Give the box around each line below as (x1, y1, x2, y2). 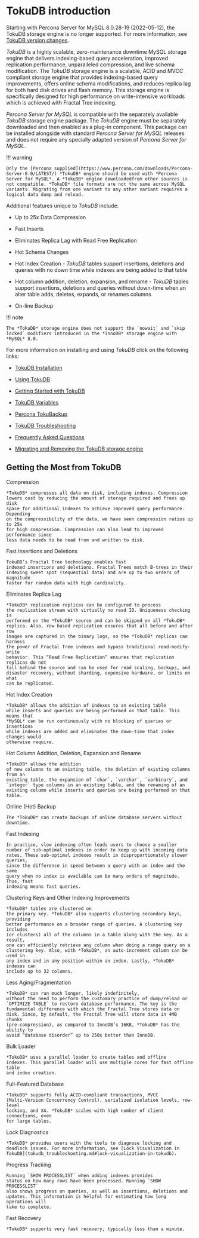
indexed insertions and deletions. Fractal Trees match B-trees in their (6, 564, 194, 570)
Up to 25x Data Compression (14, 213, 86, 220)
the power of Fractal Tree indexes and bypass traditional (6, 643, 156, 649)
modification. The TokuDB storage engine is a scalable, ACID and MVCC (6, 67, 184, 74)
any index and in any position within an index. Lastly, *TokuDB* (6, 958, 175, 964)
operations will (6, 1199, 46, 1205)
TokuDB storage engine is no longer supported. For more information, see (6, 30, 188, 37)
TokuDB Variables (14, 399, 59, 406)
